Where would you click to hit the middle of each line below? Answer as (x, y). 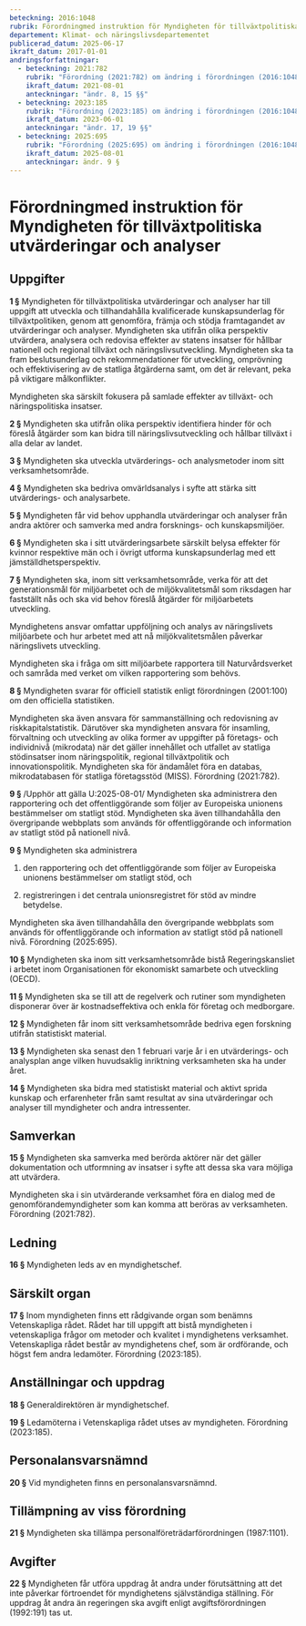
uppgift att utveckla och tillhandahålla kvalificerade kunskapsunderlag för (147, 311)
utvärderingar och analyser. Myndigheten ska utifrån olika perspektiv (139, 330)
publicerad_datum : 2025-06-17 (67, 43)
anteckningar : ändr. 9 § (73, 162)
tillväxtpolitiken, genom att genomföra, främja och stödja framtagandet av (147, 321)
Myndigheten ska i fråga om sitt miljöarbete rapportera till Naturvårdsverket (151, 663)
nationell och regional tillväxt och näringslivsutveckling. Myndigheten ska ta (152, 349)
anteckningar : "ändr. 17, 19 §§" (89, 128)
